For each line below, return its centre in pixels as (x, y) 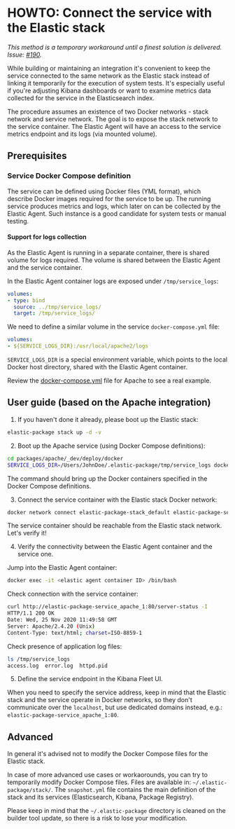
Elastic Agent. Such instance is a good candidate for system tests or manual (117, 213)
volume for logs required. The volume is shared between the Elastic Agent (114, 260)
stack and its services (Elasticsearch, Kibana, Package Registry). (101, 797)
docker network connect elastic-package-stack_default (89, 512)
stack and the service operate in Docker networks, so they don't (100, 700)
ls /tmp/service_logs (39, 659)
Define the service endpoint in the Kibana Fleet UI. (90, 679)
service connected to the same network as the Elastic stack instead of (108, 76)
